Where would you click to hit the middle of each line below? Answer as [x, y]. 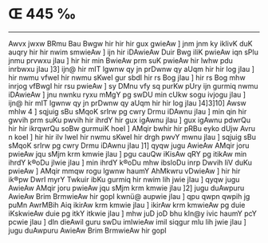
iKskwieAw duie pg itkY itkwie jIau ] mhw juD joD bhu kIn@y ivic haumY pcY [133, 213]
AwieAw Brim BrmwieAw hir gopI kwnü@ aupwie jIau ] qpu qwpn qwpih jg [129, 196]
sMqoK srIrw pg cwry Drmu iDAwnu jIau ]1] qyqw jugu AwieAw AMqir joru [129, 145]
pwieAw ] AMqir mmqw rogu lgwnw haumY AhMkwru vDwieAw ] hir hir [124, 171]
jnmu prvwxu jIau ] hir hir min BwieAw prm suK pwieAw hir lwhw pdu [121, 60]
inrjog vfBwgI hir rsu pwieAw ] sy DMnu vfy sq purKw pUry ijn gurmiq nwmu [133, 86]
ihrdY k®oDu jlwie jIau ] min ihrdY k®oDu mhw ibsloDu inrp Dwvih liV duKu [130, 162]
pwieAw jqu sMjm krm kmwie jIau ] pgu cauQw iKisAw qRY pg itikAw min [128, 153]
